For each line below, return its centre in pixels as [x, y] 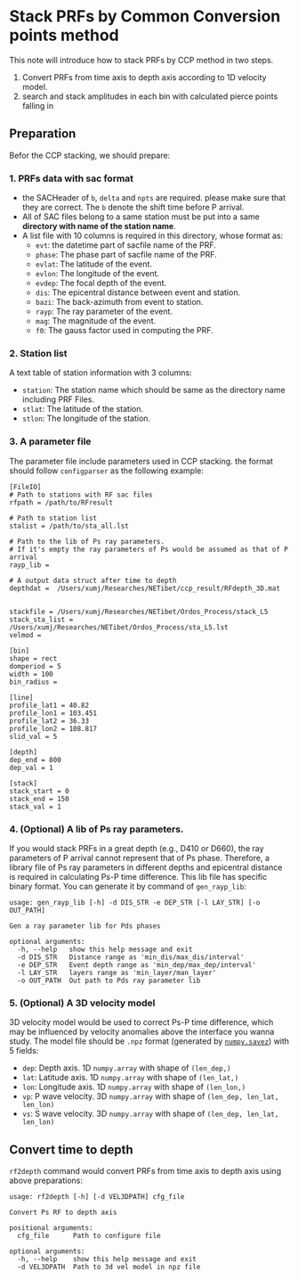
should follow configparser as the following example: [107, 471]
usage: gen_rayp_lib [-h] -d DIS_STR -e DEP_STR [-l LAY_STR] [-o [135, 902]
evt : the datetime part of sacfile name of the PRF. [125, 245]
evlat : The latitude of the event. [94, 264]
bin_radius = [33, 682]
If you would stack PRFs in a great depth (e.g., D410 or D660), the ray [137, 848]
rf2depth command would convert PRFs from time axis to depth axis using [145, 1171]
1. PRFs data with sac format [72, 178]
